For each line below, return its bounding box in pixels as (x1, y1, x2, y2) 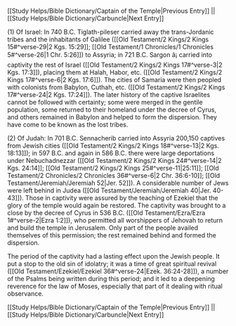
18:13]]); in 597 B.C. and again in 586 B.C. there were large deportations (7, 149, 215, 157)
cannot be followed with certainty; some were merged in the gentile (7, 98, 203, 106)
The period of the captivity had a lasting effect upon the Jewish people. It (7, 252, 220, 260)
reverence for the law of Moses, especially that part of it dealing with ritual (7, 282, 223, 290)
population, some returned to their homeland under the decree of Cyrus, (7, 105, 216, 114)
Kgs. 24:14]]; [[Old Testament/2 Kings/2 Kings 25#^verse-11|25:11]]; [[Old (7, 164, 219, 172)
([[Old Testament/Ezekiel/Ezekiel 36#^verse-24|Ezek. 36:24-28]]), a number (7, 267, 229, 275)
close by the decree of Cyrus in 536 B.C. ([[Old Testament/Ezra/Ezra (7, 209, 206, 217)
